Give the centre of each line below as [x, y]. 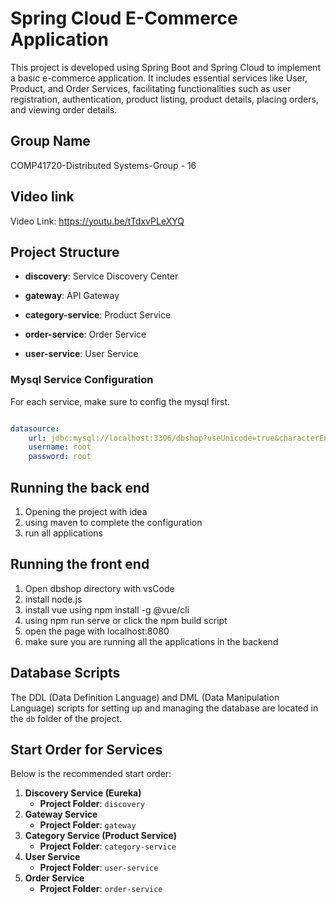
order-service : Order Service [85, 334]
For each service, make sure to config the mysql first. [120, 401]
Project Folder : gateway [88, 825]
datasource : [35, 428]
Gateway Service [61, 814]
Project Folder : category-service [108, 846]
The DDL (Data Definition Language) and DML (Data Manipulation [145, 697]
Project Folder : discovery [92, 804]
